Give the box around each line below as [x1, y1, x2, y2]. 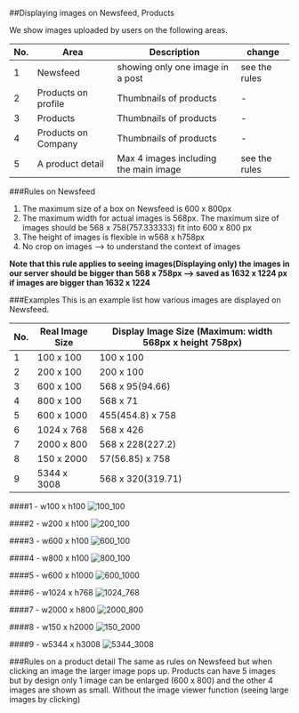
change [246, 46, 280, 58]
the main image [117, 164, 182, 175]
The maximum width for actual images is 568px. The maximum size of [21, 213, 279, 223]
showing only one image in [117, 61, 230, 73]
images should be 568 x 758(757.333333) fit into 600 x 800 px [21, 223, 252, 232]
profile [36, 98, 65, 109]
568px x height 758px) [141, 336, 243, 348]
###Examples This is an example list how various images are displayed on [9, 295, 282, 305]
